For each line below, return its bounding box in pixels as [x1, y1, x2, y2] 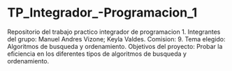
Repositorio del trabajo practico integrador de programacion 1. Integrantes [7, 28, 221, 36]
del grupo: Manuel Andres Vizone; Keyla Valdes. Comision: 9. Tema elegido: [7, 34, 226, 43]
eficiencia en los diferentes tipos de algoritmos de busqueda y [7, 50, 187, 58]
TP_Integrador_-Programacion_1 [7, 5, 198, 21]
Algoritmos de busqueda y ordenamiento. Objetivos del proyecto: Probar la [7, 42, 223, 50]
